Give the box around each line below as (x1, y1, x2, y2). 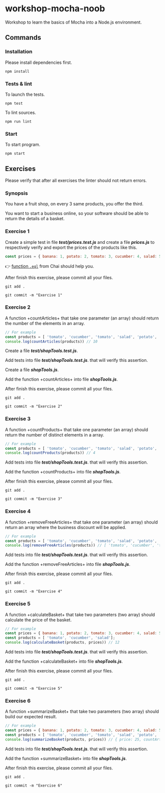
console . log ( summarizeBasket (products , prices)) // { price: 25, (5, 737, 141, 742)
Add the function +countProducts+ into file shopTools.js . (5, 469, 121, 475)
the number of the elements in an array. (5, 320, 85, 326)
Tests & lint (5, 80, 32, 87)
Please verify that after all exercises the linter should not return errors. (5, 177, 147, 183)
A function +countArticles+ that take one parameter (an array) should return (5, 315, 159, 321)
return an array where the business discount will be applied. (5, 524, 127, 530)
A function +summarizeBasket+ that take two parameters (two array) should (5, 708, 159, 714)
